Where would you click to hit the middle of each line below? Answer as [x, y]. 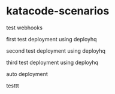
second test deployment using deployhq [56, 51]
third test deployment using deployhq [52, 62]
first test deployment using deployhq [52, 39]
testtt [13, 86]
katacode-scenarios [58, 11]
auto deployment [27, 74]
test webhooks [25, 28]
